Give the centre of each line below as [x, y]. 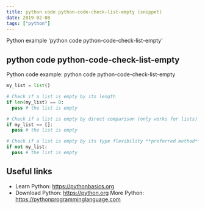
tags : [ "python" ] [28, 23]
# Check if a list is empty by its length [61, 97]
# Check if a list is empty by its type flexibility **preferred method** [103, 141]
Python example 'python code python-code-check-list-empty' [85, 41]
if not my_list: [27, 147]
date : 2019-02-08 [28, 18]
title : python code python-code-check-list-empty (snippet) [85, 12]
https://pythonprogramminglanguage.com [68, 199]
